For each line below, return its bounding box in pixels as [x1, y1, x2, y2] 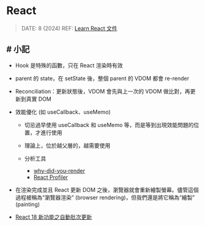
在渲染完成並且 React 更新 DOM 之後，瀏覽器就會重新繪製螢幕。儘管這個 [15, 186, 199, 193]
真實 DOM [26, 95, 52, 103]
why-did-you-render [33, 167, 86, 174]
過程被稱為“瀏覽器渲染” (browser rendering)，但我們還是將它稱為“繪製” [15, 194, 195, 201]
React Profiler [33, 173, 69, 181]
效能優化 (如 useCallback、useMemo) [15, 108, 111, 115]
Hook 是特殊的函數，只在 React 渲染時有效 [15, 62, 124, 69]
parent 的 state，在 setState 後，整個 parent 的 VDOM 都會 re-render [15, 75, 190, 82]
